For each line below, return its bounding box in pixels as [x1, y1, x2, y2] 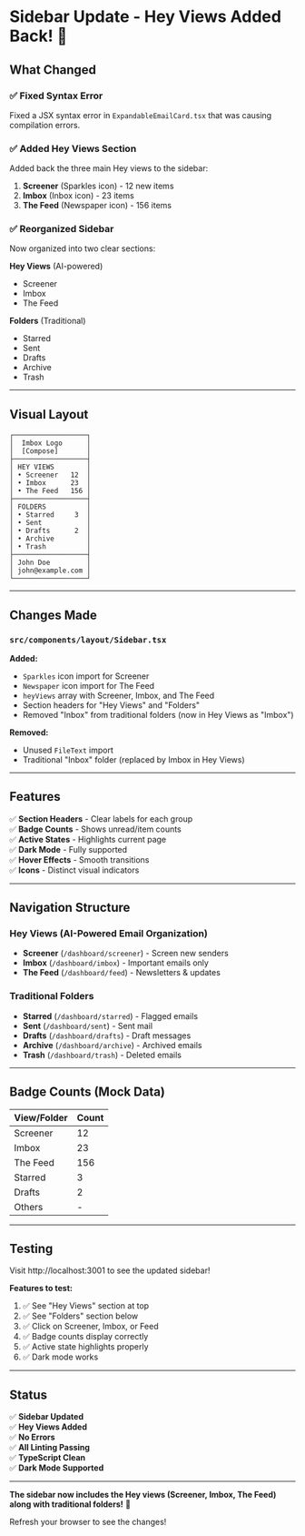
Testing [9, 1240, 54, 1257]
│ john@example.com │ [9, 566, 92, 575]
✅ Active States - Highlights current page [9, 834, 167, 844]
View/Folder [14, 1111, 68, 1124]
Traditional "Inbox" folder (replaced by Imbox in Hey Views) [22, 753, 245, 765]
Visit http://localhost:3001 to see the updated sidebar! [9, 1265, 211, 1276]
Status [9, 1387, 48, 1402]
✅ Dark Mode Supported [9, 1462, 104, 1473]
